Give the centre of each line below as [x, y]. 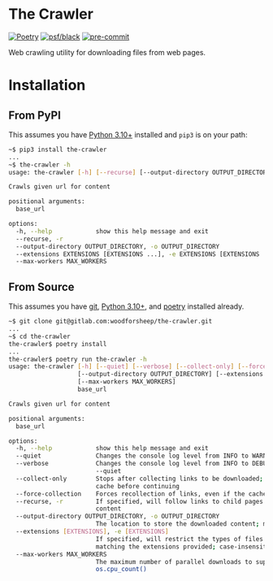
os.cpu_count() [121, 570]
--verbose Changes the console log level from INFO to [132, 464]
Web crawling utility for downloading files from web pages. [107, 52]
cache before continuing [138, 486]
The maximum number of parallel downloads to [174, 561]
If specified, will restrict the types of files [180, 539]
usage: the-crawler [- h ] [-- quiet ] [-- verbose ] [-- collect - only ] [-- [129, 366]
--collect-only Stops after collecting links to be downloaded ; [140, 479]
